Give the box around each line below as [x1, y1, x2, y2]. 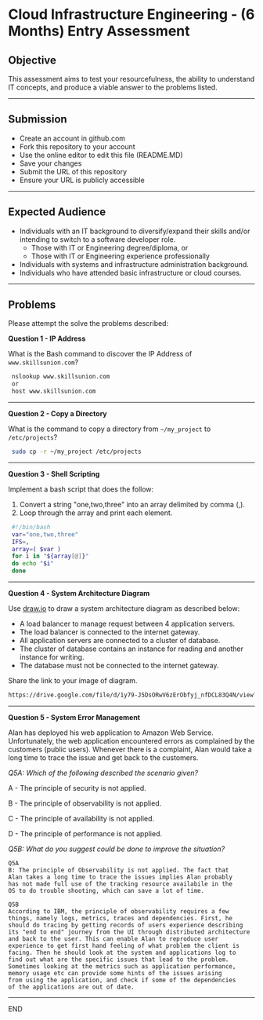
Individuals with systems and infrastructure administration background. [19, 259, 249, 269]
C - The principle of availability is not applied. [8, 813, 155, 823]
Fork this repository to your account [19, 141, 135, 151]
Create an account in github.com [19, 133, 126, 143]
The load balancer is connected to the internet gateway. [19, 627, 200, 637]
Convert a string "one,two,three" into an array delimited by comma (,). [19, 499, 245, 509]
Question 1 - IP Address [8, 334, 86, 343]
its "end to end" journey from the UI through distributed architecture [8, 928, 250, 936]
